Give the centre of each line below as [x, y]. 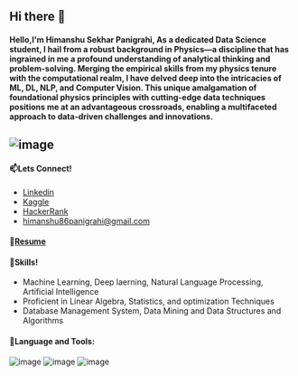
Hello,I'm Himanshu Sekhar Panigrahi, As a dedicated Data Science [138, 39]
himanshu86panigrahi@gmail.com [86, 221]
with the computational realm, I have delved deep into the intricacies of [145, 78]
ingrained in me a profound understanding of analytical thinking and [140, 59]
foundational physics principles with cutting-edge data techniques [138, 97]
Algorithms [43, 321]
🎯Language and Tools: [52, 341]
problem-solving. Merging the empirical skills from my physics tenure [143, 68]
